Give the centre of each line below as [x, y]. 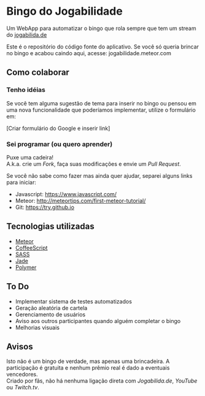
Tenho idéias [26, 90]
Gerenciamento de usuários [50, 314]
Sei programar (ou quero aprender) [60, 144]
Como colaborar [38, 73]
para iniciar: [21, 182]
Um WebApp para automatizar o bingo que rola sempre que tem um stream [101, 28]
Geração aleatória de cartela [51, 308]
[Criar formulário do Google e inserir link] [58, 128]
